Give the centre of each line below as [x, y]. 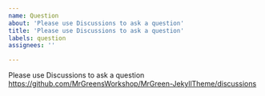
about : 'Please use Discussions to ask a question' [96, 23]
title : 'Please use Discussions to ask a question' [96, 30]
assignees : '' [32, 46]
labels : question [37, 38]
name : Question [34, 16]
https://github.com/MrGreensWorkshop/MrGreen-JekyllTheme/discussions [132, 84]
